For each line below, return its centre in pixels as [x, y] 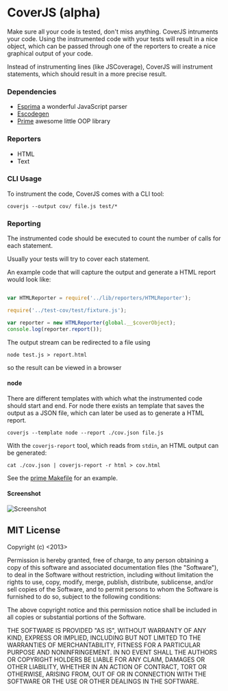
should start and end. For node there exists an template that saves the [106, 405]
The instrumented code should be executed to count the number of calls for [114, 238]
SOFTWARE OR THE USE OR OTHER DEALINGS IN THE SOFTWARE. [103, 681]
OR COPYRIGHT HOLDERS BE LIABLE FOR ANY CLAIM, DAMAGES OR [106, 659]
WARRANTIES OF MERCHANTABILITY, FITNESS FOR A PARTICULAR [104, 644]
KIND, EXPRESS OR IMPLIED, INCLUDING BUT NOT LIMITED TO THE [104, 638]
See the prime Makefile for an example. [63, 478]
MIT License [34, 530]
